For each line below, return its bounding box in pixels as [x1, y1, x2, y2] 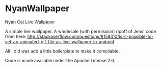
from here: [5, 34, 27, 39]
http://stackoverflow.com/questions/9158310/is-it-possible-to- [27, 34, 154, 39]
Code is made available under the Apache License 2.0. [5, 57, 115, 63]
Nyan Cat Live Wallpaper [5, 19, 55, 25]
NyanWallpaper [5, 3, 70, 14]
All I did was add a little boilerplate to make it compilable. [5, 48, 120, 54]
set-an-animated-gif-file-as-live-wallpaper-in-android [5, 38, 114, 44]
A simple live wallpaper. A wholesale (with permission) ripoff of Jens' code [5, 28, 156, 34]
